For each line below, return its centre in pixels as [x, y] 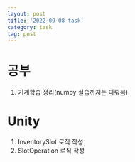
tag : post [22, 34]
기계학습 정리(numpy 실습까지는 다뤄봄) [73, 92]
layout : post [27, 14]
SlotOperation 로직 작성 [51, 151]
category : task [30, 27]
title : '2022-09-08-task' [45, 21]
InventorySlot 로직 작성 [50, 142]
